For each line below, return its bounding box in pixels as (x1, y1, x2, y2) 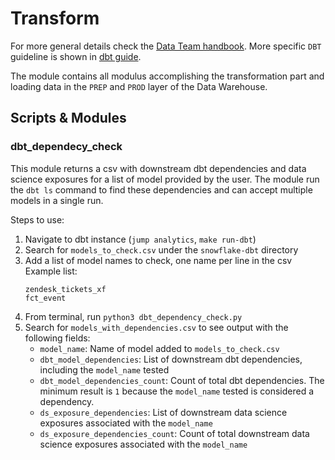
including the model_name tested (39, 363, 170, 376)
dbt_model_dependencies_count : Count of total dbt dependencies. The (39, 374, 325, 386)
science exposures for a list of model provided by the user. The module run (10, 173, 320, 185)
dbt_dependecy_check (10, 140, 123, 154)
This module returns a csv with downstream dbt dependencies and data (10, 162, 307, 174)
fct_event (24, 293, 67, 303)
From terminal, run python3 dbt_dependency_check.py (24, 310, 243, 322)
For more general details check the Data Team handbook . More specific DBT (10, 40, 322, 52)
